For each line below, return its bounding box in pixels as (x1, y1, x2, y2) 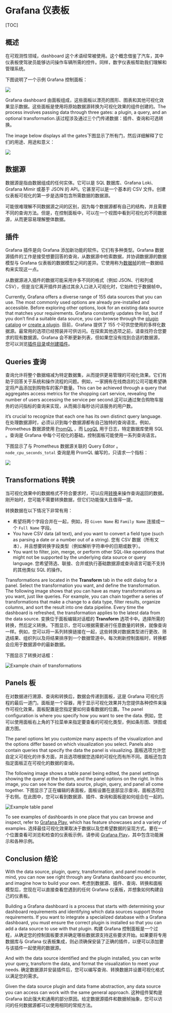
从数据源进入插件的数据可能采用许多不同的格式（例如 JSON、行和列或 (5, 277, 154, 283)
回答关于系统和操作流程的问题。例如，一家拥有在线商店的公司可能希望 (14, 378, 162, 384)
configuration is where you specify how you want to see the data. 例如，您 (5, 712, 163, 718)
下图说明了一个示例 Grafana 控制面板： (5, 76, 88, 83)
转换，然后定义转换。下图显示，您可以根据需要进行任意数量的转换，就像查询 (5, 622, 167, 628)
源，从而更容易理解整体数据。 (5, 216, 68, 222)
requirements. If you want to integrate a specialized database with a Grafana (5, 914, 166, 920)
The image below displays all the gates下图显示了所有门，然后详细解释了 (5, 132, 159, 138)
